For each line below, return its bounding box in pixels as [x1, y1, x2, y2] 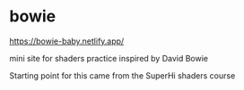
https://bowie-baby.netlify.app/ [9, 36, 125, 46]
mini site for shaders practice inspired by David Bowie [9, 53, 209, 63]
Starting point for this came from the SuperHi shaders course [9, 70, 236, 81]
